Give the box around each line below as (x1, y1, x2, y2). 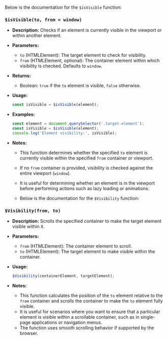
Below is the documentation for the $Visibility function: (19, 195, 139, 201)
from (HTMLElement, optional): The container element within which (19, 58, 160, 64)
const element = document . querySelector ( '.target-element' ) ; (12, 121, 145, 126)
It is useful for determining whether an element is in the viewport (19, 180, 155, 186)
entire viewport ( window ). (19, 170, 71, 176)
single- (141, 314, 155, 320)
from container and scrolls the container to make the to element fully (19, 297, 163, 304)
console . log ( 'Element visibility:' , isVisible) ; (12, 130, 117, 136)
